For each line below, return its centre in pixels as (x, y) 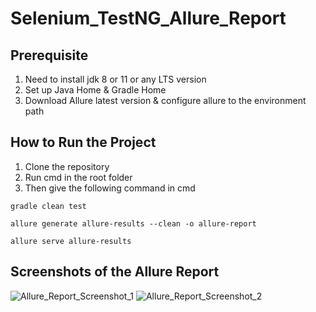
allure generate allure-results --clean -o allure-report (133, 223)
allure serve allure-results (71, 241)
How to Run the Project (83, 142)
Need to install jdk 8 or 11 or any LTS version (115, 79)
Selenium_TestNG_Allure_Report (148, 18)
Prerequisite (49, 55)
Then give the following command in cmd (110, 188)
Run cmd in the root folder (78, 177)
